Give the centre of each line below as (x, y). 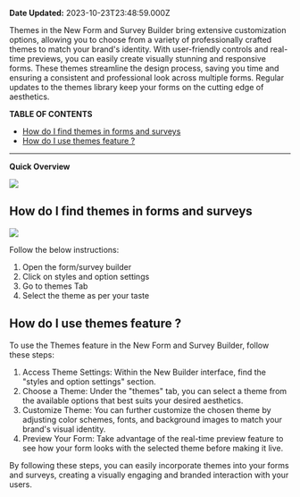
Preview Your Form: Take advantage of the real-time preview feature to (153, 438)
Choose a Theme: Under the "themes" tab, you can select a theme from (154, 391)
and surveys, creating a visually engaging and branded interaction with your (149, 475)
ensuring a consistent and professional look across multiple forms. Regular (146, 78)
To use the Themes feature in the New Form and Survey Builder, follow (139, 345)
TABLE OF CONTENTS (51, 114)
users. (21, 484)
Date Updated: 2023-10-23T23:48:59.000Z (90, 13)
